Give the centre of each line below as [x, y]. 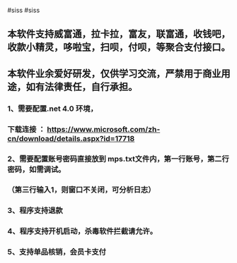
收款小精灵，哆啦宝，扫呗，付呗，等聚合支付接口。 [119, 48]
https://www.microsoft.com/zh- [104, 129]
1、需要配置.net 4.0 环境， [52, 109]
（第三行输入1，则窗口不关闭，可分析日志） [81, 190]
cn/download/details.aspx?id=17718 [71, 138]
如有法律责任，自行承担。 [82, 86]
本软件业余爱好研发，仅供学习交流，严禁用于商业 [114, 73]
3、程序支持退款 [35, 211]
